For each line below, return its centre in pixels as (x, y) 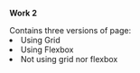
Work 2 (23, 13)
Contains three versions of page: (70, 30)
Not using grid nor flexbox (70, 59)
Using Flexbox (47, 50)
